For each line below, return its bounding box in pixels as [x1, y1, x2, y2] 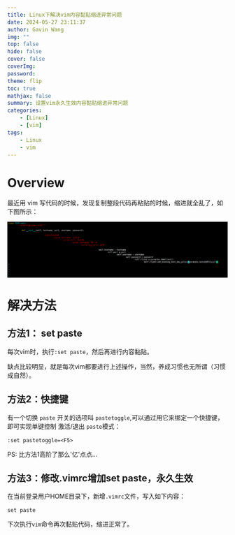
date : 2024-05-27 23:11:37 [7, 18, 86, 26]
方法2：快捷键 [7, 393, 69, 405]
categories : [7, 107, 42, 115]
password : [7, 70, 36, 77]
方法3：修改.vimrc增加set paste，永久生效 [7, 472, 194, 484]
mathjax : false [7, 92, 52, 99]
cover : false [7, 56, 45, 63]
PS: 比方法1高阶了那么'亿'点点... [7, 450, 98, 458]
